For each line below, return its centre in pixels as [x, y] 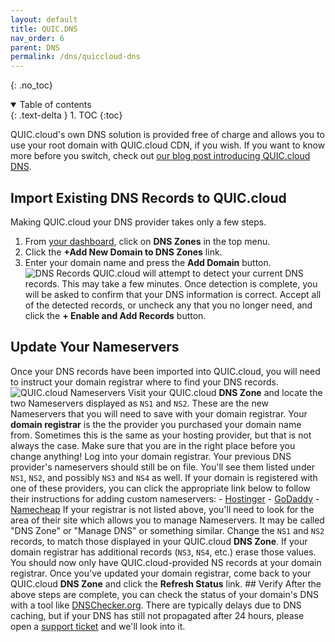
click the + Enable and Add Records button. [115, 315]
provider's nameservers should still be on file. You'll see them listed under [162, 467]
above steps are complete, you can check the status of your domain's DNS [164, 594]
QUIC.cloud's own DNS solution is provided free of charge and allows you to [167, 135]
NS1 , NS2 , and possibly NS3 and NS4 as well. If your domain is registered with [164, 477]
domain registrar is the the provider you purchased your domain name [156, 424]
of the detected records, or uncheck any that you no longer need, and [168, 305]
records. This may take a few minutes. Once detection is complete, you [171, 283]
